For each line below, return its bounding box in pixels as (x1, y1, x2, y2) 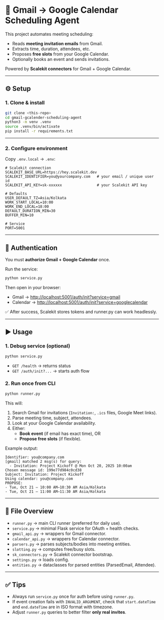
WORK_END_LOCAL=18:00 (5, 204, 49, 209)
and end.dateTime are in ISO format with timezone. (12, 604, 113, 610)
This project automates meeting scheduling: (5, 31, 94, 37)
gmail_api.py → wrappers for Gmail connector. (12, 530, 106, 537)
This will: (5, 400, 23, 406)
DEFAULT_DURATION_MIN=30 (5, 209, 56, 214)
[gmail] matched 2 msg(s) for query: (5, 459, 82, 464)
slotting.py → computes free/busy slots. (12, 546, 96, 552)
